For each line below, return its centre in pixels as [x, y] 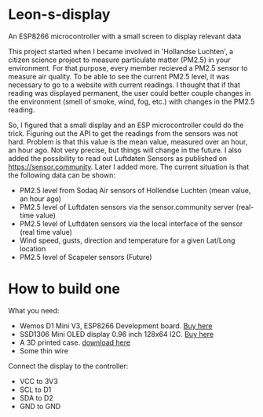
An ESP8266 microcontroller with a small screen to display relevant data [125, 36]
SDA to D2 [36, 397]
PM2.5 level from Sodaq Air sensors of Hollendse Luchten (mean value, [135, 190]
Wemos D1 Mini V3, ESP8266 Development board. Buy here [116, 326]
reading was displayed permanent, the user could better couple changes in [130, 93]
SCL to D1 [35, 390]
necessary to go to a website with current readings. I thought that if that [124, 85]
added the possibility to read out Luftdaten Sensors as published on [118, 158]
